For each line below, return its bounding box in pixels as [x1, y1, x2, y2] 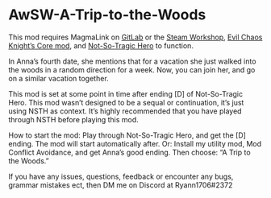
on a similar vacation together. [8, 73, 109, 83]
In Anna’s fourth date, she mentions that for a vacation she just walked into [8, 56, 256, 66]
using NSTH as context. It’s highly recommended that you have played [8, 106, 242, 116]
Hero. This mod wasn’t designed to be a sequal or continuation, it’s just [8, 97, 244, 107]
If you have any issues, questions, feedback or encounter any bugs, [8, 171, 234, 181]
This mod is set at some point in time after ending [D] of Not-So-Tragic [8, 89, 244, 98]
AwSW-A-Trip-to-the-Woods [8, 6, 206, 24]
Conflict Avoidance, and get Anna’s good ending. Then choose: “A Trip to [8, 147, 252, 157]
